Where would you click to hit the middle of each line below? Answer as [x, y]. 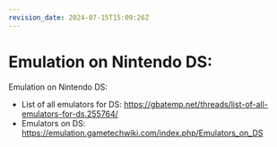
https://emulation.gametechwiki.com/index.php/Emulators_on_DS [142, 133]
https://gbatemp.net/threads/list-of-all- [195, 104]
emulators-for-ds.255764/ [69, 114]
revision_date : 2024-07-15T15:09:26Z [79, 17]
